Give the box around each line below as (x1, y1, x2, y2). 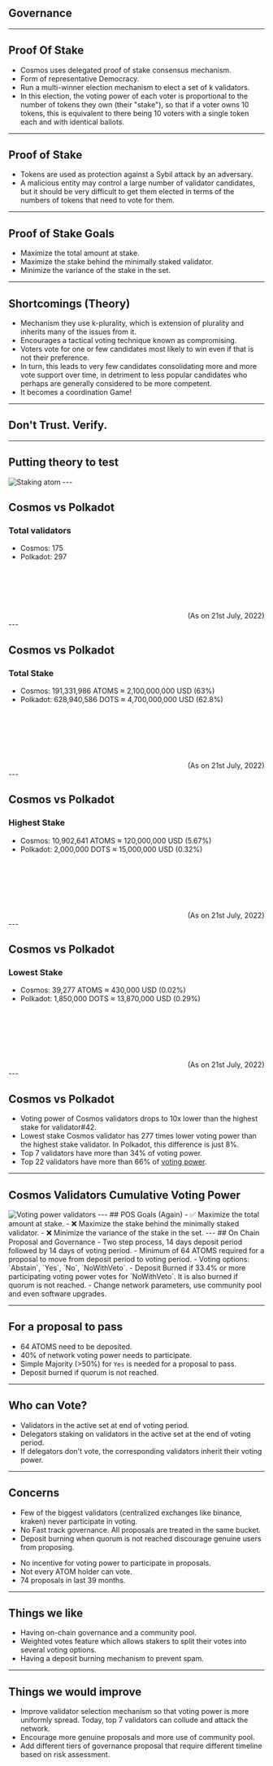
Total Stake (8, 667, 54, 679)
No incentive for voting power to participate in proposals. (19, 1558, 211, 1568)
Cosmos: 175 (19, 544, 63, 553)
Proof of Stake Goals (8, 227, 115, 241)
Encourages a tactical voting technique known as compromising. (19, 336, 237, 345)
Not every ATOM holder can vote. (19, 1566, 132, 1576)
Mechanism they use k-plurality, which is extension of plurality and (19, 319, 245, 328)
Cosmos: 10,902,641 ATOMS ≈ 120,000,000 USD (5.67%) (19, 835, 212, 845)
